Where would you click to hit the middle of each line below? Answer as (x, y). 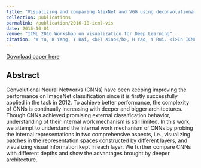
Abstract (23, 75)
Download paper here (33, 56)
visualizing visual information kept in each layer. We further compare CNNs (99, 146)
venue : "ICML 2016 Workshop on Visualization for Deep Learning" (89, 34)
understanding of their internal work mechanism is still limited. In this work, (99, 121)
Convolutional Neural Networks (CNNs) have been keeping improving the (96, 90)
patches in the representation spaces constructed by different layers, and (97, 140)
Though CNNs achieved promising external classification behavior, (88, 115)
